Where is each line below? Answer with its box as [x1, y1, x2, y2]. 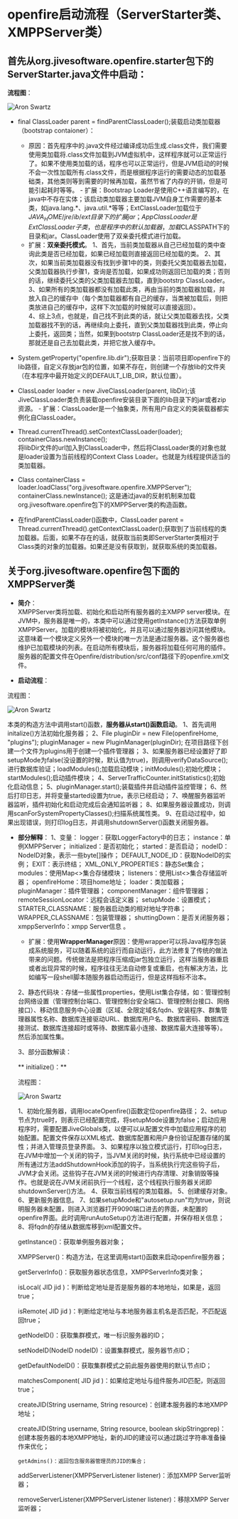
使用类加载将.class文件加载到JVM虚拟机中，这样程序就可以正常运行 [28, 150, 227, 159]
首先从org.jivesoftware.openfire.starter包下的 [7, 55, 214, 67]
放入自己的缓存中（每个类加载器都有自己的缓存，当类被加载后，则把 [28, 293, 228, 303]
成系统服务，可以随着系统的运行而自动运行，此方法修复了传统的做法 [28, 946, 228, 955]
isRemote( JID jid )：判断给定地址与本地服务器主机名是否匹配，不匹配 [17, 1307, 222, 1315]
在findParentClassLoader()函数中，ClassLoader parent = [17, 515, 185, 524]
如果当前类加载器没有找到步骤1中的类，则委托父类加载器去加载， [40, 258, 231, 267]
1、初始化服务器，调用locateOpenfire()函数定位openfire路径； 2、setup [17, 1106, 227, 1115]
